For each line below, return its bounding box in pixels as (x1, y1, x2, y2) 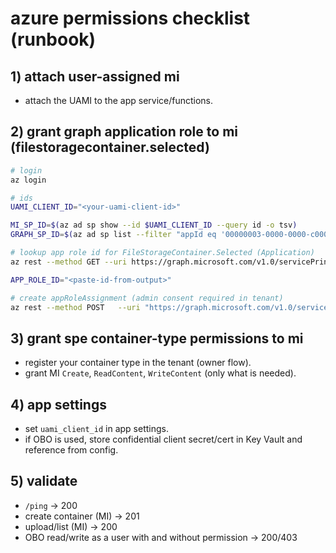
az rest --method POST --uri (10, 302, 141, 312)
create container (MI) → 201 (24, 510, 140, 522)
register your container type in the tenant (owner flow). (24, 357, 252, 369)
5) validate (10, 473, 78, 490)
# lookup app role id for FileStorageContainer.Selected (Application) (10, 248, 315, 258)
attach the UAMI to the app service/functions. (24, 95, 214, 106)
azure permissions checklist (10, 7, 251, 30)
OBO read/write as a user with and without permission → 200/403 (24, 531, 298, 543)
